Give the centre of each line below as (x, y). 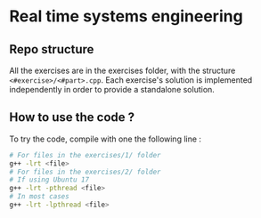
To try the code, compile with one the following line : (106, 139)
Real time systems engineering (126, 16)
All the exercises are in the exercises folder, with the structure (122, 70)
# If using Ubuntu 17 (49, 180)
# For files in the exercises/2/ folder (86, 172)
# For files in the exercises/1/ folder (86, 155)
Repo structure (52, 49)
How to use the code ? (72, 117)
